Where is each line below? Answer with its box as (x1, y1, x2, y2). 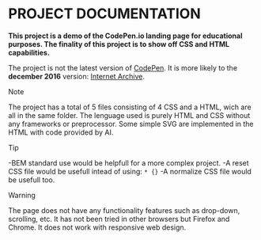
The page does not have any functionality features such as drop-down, (8, 205, 240, 215)
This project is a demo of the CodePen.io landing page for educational (8, 31, 243, 40)
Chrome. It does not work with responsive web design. (8, 223, 187, 232)
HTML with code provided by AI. (8, 128, 114, 137)
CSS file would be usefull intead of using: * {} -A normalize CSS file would (8, 166, 252, 176)
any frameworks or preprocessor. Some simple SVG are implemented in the (8, 119, 255, 128)
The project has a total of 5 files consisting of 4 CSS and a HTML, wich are (8, 102, 252, 112)
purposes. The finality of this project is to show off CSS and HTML (8, 39, 230, 48)
